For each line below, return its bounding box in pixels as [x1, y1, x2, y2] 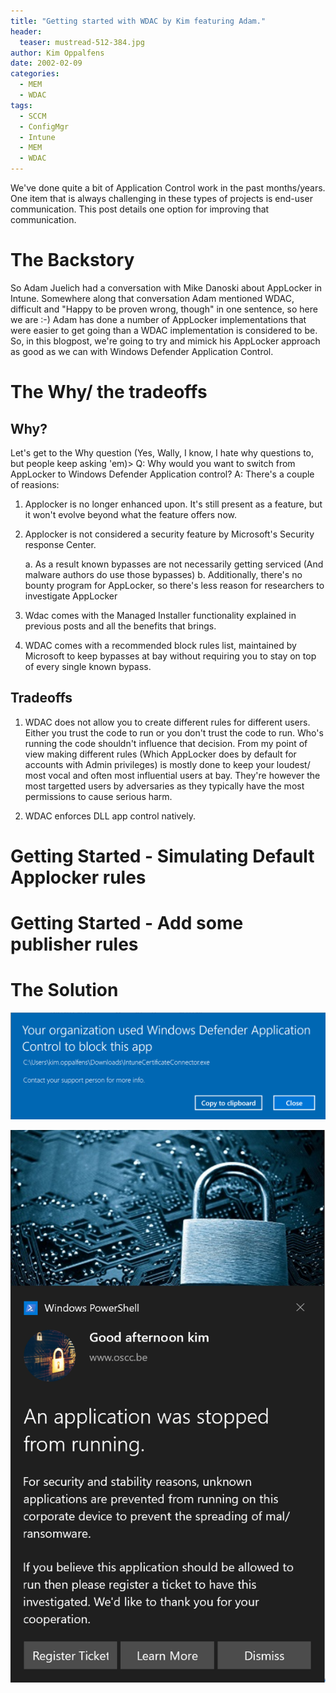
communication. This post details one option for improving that [10, 203, 270, 215]
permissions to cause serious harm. [24, 790, 173, 802]
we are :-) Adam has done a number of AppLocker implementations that [10, 313, 307, 325]
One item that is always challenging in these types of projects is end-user [10, 193, 313, 204]
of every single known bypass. [24, 660, 152, 672]
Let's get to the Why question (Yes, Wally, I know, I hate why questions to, [10, 446, 315, 459]
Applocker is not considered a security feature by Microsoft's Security [24, 528, 315, 540]
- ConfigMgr [19, 121, 70, 132]
